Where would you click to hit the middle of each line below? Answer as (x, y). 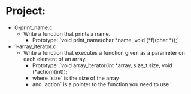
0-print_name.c (33, 27)
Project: (26, 11)
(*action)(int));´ (51, 71)
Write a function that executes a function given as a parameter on (104, 52)
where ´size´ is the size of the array (75, 78)
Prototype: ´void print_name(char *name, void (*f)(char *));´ (105, 40)
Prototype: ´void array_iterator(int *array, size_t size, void (102, 65)
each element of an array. (55, 59)
